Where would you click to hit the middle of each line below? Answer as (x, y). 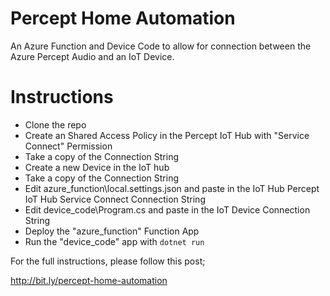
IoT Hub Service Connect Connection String (115, 199)
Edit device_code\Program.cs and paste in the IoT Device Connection (167, 209)
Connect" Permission (68, 146)
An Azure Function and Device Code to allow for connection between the (161, 46)
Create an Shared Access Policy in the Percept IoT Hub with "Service (167, 135)
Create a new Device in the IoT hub (97, 167)
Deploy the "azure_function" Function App (112, 231)
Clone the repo (55, 124)
